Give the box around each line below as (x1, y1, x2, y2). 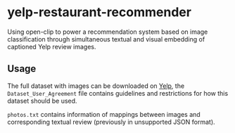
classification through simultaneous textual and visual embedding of (7, 34, 205, 43)
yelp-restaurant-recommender (7, 4, 192, 20)
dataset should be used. (7, 96, 77, 105)
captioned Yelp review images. (7, 42, 96, 51)
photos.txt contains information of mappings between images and (7, 110, 201, 118)
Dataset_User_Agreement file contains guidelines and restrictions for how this (7, 89, 229, 97)
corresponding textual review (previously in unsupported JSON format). (7, 118, 216, 126)
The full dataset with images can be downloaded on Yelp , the (7, 82, 185, 90)
